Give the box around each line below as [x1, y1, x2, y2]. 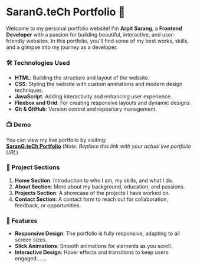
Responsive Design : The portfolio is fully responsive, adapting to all [14, 230, 180, 237]
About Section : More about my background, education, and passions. [14, 183, 185, 190]
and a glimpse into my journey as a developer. [6, 44, 118, 51]
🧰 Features [6, 216, 38, 224]
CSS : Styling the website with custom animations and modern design [14, 81, 183, 88]
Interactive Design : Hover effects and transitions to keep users [14, 249, 169, 256]
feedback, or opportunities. [14, 201, 81, 209]
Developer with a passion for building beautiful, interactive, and [6, 31, 161, 38]
